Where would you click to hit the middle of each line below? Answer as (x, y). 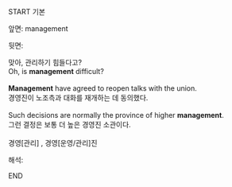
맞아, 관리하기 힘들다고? (45, 62)
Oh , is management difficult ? (56, 71)
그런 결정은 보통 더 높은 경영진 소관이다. (70, 125)
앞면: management (39, 29)
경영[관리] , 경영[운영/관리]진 (53, 143)
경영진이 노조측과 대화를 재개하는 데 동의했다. (78, 97)
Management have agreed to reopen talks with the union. (102, 88)
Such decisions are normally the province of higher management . (116, 115)
